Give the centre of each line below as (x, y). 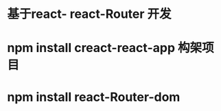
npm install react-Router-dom (94, 97)
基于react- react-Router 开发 (89, 14)
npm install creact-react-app (91, 48)
